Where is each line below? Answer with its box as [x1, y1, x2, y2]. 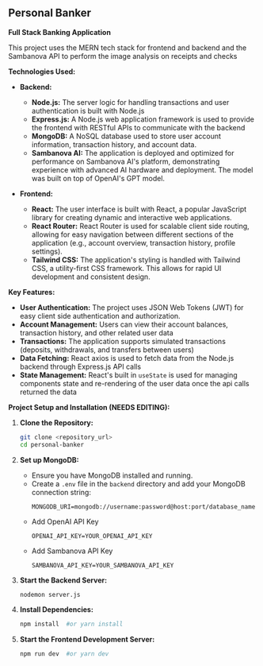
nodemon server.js [19, 590, 81, 598]
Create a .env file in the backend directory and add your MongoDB [31, 478, 246, 488]
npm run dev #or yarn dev [19, 650, 109, 658]
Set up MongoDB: [19, 455, 79, 464]
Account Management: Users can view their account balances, [19, 319, 228, 329]
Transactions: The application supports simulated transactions [19, 336, 226, 346]
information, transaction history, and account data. [31, 139, 196, 149]
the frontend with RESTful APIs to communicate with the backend [31, 122, 246, 132]
